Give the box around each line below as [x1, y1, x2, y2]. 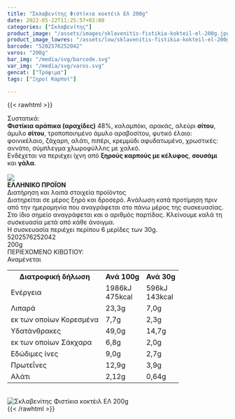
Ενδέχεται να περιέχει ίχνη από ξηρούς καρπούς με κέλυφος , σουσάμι [7, 151, 218, 160]
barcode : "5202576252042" [7, 43, 83, 50]
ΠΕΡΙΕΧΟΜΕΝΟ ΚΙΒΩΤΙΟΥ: [7, 248, 84, 256]
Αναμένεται [7, 255, 41, 263]
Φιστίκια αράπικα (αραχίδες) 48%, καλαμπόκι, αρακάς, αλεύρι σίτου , [7, 122, 216, 130]
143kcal [145, 292, 173, 302]
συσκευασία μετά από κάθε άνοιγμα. [7, 218, 115, 226]
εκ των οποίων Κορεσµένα [10, 315, 99, 324]
